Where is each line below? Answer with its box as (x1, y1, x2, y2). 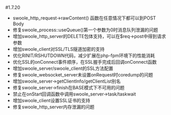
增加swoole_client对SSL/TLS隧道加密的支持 (12, 46, 105, 52)
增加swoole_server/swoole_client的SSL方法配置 (12, 65, 114, 71)
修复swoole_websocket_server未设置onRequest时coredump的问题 (12, 72, 154, 78)
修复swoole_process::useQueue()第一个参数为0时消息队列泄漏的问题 (12, 27, 159, 33)
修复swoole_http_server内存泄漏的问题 (12, 104, 95, 110)
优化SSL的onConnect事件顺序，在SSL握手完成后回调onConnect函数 (12, 59, 157, 65)
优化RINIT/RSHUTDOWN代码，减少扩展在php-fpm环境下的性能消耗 (12, 52, 155, 59)
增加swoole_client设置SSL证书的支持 (12, 98, 91, 103)
